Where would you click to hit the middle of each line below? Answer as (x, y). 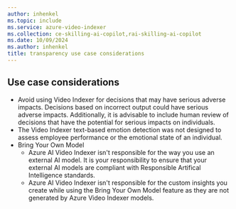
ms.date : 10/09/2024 (38, 41)
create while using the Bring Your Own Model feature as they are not (129, 190)
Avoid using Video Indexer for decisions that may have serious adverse (122, 100)
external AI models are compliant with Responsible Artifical (114, 167)
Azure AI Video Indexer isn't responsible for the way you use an (121, 152)
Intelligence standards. (62, 175)
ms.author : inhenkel (38, 47)
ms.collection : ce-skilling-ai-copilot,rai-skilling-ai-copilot (104, 34)
